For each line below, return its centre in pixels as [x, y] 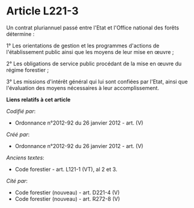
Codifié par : [21, 111]
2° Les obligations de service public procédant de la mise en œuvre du [94, 64]
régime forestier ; [28, 70]
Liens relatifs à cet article [38, 100]
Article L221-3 [43, 11]
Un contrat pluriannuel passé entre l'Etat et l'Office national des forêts [92, 28]
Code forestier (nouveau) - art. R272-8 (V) [67, 198]
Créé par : [18, 134]
